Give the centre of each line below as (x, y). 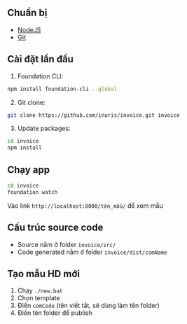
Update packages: (44, 128)
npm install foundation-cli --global (62, 89)
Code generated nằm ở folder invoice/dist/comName (92, 252)
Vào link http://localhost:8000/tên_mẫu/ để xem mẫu (85, 205)
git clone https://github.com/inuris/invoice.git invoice (93, 115)
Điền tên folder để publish (55, 313)
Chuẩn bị (27, 13)
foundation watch (33, 192)
